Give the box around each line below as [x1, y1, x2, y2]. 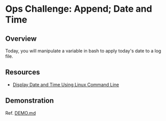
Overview [5, 34, 37, 43]
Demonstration [5, 96, 54, 105]
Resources [5, 68, 40, 77]
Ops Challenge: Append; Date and [5, 3, 152, 15]
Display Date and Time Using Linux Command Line [12, 81, 120, 87]
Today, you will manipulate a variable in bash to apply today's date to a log [5, 48, 161, 54]
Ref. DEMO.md [5, 110, 36, 116]
